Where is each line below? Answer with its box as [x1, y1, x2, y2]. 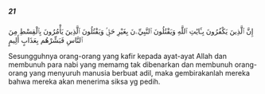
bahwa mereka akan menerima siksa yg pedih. [8, 76, 161, 86]
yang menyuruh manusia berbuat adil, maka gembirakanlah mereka [29, 68, 251, 77]
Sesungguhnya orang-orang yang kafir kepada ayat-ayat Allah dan [8, 51, 227, 61]
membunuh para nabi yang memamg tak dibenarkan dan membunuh [8, 60, 233, 69]
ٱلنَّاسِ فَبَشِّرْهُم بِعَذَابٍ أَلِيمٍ [8, 35, 84, 45]
